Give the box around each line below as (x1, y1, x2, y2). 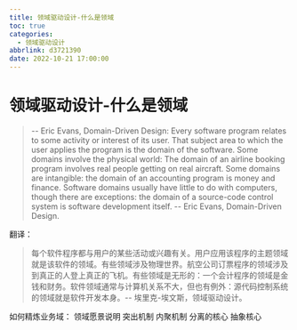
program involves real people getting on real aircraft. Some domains (30, 163, 281, 173)
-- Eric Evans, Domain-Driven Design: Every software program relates (30, 125, 287, 136)
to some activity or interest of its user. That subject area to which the (30, 134, 284, 145)
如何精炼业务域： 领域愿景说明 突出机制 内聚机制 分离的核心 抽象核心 (9, 310, 262, 321)
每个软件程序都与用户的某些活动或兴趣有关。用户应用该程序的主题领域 (30, 247, 289, 258)
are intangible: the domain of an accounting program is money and (30, 173, 276, 183)
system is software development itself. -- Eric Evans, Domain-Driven (30, 201, 282, 212)
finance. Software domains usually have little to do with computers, (30, 181, 277, 192)
